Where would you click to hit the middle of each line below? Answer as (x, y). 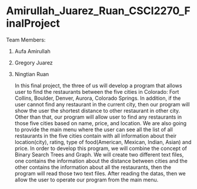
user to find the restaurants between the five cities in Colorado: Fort (97, 92)
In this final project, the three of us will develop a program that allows (98, 85)
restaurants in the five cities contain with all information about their (96, 136)
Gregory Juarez (34, 63)
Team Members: (26, 40)
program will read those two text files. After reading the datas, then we (100, 173)
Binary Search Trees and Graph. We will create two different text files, (99, 154)
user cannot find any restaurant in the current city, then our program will (102, 104)
